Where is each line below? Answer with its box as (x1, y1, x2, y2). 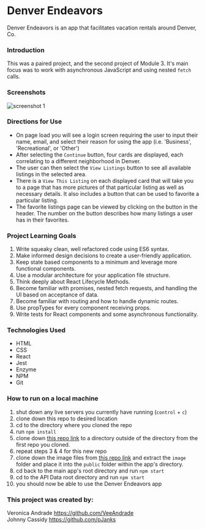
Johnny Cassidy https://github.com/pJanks (7, 516, 116, 523)
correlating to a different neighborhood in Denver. (15, 157, 141, 164)
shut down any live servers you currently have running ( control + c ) (15, 408, 187, 415)
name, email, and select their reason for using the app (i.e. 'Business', (15, 137, 192, 145)
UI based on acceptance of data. (15, 291, 99, 298)
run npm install (15, 428, 57, 435)
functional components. (15, 265, 76, 272)
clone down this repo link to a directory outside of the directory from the (15, 434, 198, 442)
